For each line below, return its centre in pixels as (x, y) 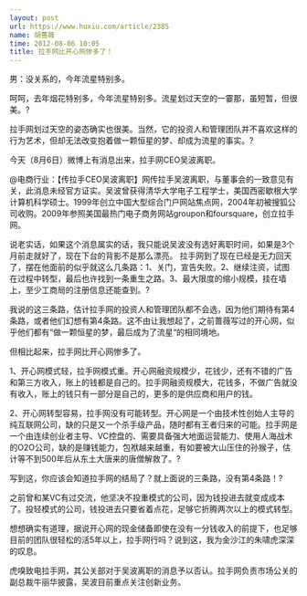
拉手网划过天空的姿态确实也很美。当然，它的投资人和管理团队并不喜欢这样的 (153, 130)
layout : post (34, 18)
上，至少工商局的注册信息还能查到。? (80, 290)
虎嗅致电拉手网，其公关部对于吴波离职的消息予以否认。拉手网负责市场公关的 (153, 570)
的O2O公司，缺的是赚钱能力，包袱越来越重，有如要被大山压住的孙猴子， (146, 447)
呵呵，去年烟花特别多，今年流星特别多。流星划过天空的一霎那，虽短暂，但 (149, 99)
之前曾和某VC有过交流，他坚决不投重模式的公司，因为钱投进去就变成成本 (147, 497)
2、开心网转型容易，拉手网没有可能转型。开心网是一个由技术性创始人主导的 (152, 413)
